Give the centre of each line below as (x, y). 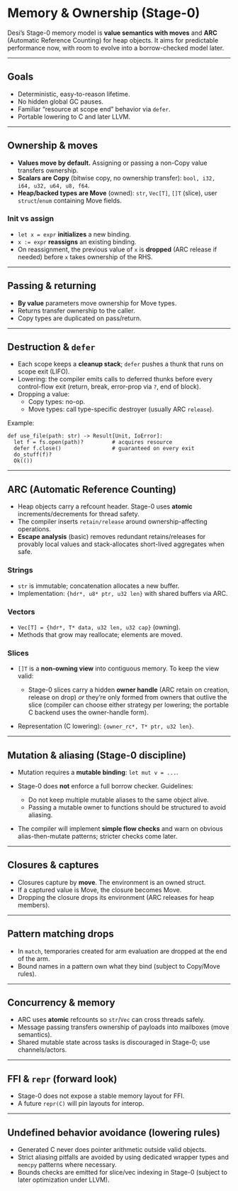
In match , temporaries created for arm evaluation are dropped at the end (122, 951)
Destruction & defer (51, 347)
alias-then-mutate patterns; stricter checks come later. (97, 836)
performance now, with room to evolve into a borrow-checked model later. (116, 48)
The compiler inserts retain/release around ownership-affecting (112, 522)
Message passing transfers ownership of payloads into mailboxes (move (123, 1027)
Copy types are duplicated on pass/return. (79, 318)
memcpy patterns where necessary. (67, 1165)
